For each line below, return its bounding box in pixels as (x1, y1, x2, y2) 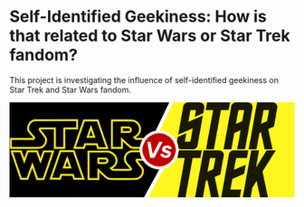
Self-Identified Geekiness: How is (9, 6, 267, 27)
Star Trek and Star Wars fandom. (9, 84, 132, 95)
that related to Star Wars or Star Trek (9, 25, 291, 46)
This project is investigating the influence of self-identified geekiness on (9, 74, 279, 85)
